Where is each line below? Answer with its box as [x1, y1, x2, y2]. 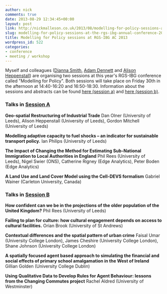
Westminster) [5, 283, 33, 290]
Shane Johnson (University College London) [5, 243, 96, 249]
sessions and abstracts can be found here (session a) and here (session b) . [5, 88, 160, 95]
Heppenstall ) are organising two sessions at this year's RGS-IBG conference [5, 73, 162, 79]
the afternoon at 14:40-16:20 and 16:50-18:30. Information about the [5, 83, 145, 89]
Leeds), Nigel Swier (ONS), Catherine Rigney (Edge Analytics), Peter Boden [5, 158, 160, 164]
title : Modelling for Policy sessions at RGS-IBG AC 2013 [5, 35, 128, 40]
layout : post [5, 21, 32, 26]
